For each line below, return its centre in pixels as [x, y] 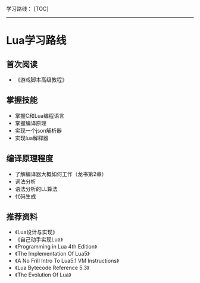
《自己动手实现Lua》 [39, 240]
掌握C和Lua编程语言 [40, 115]
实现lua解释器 [32, 138]
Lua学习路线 [36, 41]
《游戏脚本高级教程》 [41, 80]
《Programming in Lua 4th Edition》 [56, 247]
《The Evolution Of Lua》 [43, 275]
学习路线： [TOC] [27, 9]
